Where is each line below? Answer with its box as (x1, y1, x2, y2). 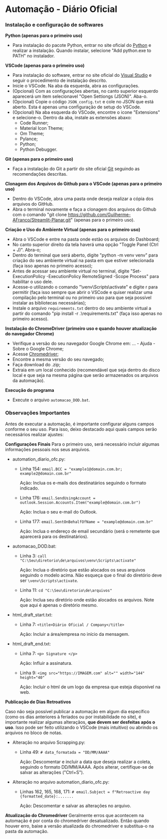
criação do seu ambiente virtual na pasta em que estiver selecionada (12, 258, 155, 264)
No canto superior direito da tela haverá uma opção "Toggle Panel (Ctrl (12, 242, 159, 248)
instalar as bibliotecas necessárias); (12, 300, 86, 306)
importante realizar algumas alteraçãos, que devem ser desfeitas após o (5, 719, 156, 725)
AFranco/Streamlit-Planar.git (12, 217, 71, 223)
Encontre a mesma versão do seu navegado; (12, 356, 105, 362)
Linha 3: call (19, 553, 47, 559)
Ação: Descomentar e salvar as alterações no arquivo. (19, 803, 131, 809)
